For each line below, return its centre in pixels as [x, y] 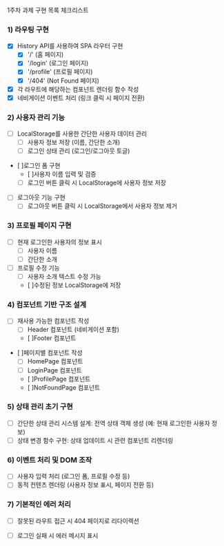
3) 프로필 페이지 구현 [39, 226]
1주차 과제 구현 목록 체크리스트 [48, 10]
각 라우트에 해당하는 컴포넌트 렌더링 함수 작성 [78, 89]
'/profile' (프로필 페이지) [60, 72]
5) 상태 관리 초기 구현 [40, 407]
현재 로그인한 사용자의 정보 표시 [59, 242]
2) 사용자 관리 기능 [36, 117]
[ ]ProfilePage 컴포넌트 [59, 379]
